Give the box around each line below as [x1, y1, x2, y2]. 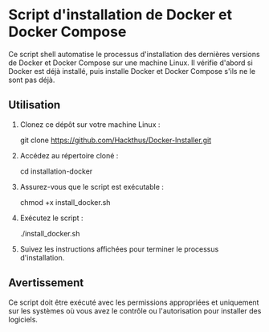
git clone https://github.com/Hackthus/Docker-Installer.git [19, 135, 211, 145]
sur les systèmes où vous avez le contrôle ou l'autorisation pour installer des [8, 305, 262, 315]
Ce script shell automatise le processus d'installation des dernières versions [8, 49, 260, 59]
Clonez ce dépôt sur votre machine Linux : [19, 119, 161, 129]
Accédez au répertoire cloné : [19, 150, 119, 160]
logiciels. [8, 314, 39, 324]
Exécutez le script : [19, 213, 84, 223]
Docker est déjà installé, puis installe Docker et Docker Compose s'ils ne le [8, 66, 255, 76]
